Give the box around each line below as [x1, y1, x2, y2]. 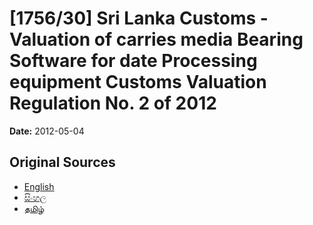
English [23, 180, 55, 192]
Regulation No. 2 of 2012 [9, 92, 217, 115]
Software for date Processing [9, 50, 258, 72]
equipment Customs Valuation [9, 71, 267, 94]
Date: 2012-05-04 [9, 125, 85, 137]
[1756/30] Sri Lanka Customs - [9, 7, 269, 30]
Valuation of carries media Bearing [9, 28, 304, 51]
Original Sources [9, 154, 116, 171]
